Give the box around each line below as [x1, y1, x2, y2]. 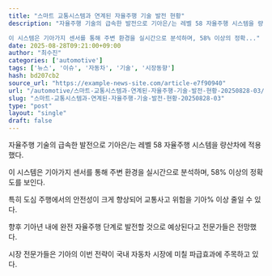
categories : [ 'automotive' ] [8, 57, 104, 65]
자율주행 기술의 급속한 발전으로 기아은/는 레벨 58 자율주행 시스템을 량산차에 [8, 140, 247, 150]
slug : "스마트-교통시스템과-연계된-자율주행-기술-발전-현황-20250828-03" [8, 94, 225, 102]
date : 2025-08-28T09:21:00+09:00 [8, 41, 121, 49]
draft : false [8, 117, 53, 125]
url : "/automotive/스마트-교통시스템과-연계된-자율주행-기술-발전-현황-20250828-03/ [8, 87, 265, 95]
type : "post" [8, 102, 53, 110]
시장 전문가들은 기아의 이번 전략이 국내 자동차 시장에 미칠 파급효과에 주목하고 [8, 249, 251, 259]
